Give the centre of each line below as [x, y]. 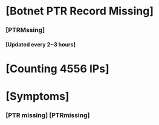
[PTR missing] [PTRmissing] [48, 115]
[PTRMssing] [25, 30]
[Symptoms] [37, 96]
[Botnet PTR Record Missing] [80, 11]
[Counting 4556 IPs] [57, 69]
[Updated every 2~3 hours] [41, 44]
